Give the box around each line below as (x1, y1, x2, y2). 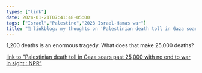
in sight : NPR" (6, 60, 42, 67)
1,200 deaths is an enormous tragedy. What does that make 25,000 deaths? (6, 42, 194, 49)
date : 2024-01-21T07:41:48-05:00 (6, 14, 90, 20)
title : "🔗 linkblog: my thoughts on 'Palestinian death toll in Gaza (6, 25, 185, 32)
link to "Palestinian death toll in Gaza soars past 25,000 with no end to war (6, 53, 191, 60)
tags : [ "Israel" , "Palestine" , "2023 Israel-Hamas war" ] (6, 20, 147, 26)
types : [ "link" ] (6, 8, 47, 15)
